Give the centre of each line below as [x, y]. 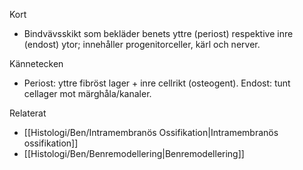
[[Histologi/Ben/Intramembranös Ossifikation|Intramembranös [151, 132]
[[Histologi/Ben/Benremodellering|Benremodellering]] [134, 153]
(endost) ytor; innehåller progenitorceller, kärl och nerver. [142, 44]
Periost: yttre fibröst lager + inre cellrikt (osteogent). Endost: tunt [157, 83]
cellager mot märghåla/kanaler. [87, 93]
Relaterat [28, 113]
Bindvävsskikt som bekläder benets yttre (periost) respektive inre [158, 33]
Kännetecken [36, 63]
